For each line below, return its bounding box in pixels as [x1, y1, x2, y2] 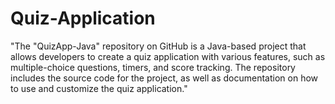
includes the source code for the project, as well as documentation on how [10, 72, 319, 84]
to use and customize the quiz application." [10, 82, 188, 94]
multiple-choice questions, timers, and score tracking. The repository [10, 61, 296, 73]
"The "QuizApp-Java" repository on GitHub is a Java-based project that [10, 40, 307, 52]
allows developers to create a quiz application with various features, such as [10, 50, 326, 62]
